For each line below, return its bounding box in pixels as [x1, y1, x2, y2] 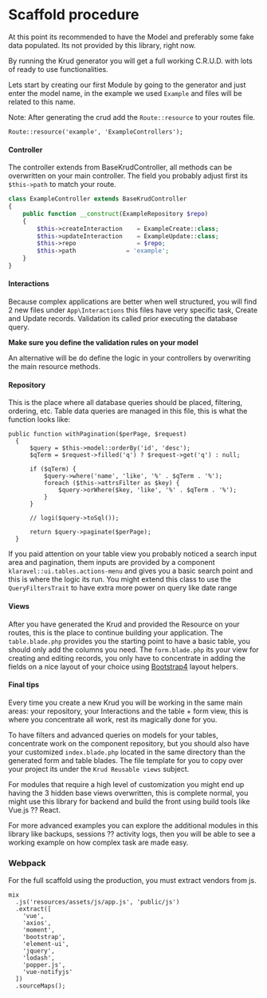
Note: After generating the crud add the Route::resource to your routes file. [8, 112, 256, 121]
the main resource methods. [8, 362, 101, 372]
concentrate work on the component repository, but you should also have [8, 738, 249, 748]
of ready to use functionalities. [8, 64, 109, 74]
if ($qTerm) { [29, 465, 77, 473]
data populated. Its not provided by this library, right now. [8, 40, 197, 50]
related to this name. [8, 97, 76, 106]
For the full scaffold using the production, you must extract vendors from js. [8, 876, 257, 885]
